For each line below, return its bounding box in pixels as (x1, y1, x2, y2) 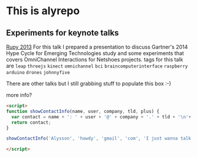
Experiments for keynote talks (6, 28, 119, 38)
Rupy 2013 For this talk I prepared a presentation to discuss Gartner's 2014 (6, 43, 188, 50)
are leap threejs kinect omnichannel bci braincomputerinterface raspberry (6, 62, 188, 69)
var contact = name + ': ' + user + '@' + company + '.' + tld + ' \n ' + (11, 114, 192, 120)
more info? (6, 92, 32, 98)
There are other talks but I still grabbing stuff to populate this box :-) (6, 80, 172, 87)
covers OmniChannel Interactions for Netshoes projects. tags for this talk (6, 56, 183, 63)
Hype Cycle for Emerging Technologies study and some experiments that (6, 50, 184, 57)
